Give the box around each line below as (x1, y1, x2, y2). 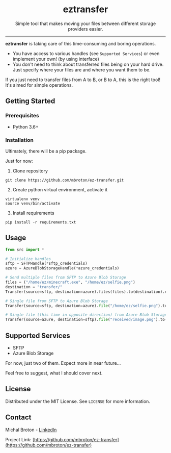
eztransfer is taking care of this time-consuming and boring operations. (5, 40, 156, 46)
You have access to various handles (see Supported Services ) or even (12, 50, 160, 57)
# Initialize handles (5, 256, 51, 261)
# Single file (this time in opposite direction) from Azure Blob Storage (5, 312, 167, 317)
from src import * (5, 247, 44, 252)
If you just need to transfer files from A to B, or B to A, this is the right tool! (5, 77, 161, 83)
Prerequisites (5, 112, 39, 119)
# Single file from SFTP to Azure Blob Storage (5, 298, 108, 304)
